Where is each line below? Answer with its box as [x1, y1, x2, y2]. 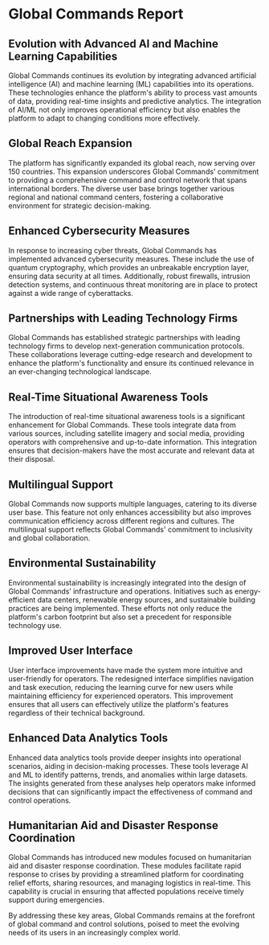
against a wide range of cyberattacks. [8, 288, 134, 298]
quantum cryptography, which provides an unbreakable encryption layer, [8, 262, 249, 272]
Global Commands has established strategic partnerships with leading [8, 333, 241, 343]
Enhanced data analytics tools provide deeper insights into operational [8, 753, 242, 762]
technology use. [8, 620, 62, 630]
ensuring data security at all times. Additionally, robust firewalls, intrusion [8, 271, 251, 281]
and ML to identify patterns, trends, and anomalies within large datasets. [8, 770, 248, 779]
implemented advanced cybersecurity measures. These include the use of [8, 254, 255, 264]
